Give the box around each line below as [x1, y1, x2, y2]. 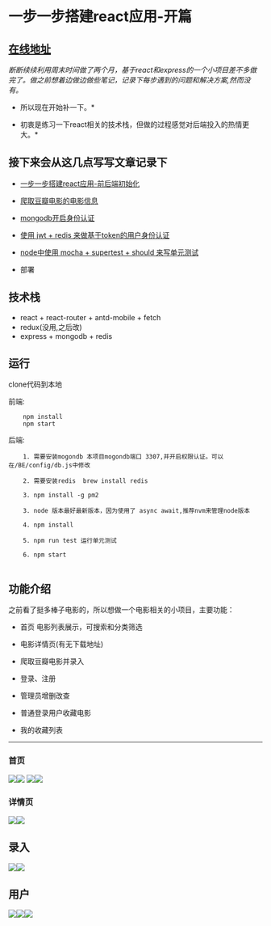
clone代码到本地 [8, 379, 63, 389]
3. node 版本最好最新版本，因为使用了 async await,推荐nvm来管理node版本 [23, 507, 250, 515]
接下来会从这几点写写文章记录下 [8, 155, 168, 170]
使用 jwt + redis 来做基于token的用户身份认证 [19, 230, 170, 239]
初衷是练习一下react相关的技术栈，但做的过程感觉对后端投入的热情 [19, 120, 243, 129]
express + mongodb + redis [19, 331, 113, 340]
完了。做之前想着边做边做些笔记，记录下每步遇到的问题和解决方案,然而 [8, 75, 244, 85]
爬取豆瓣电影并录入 [19, 657, 85, 666]
